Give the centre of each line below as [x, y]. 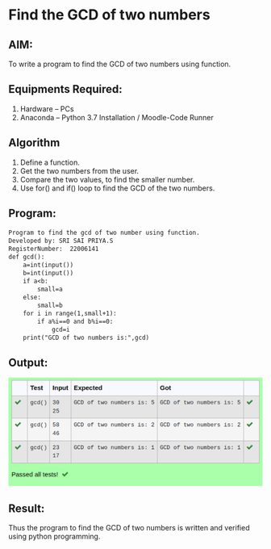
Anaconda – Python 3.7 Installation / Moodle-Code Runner [117, 117]
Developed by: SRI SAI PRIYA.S [61, 241]
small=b [50, 306]
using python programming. [54, 536]
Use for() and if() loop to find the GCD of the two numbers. [117, 188]
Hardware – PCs [47, 109]
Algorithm [34, 143]
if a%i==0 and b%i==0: [75, 322]
